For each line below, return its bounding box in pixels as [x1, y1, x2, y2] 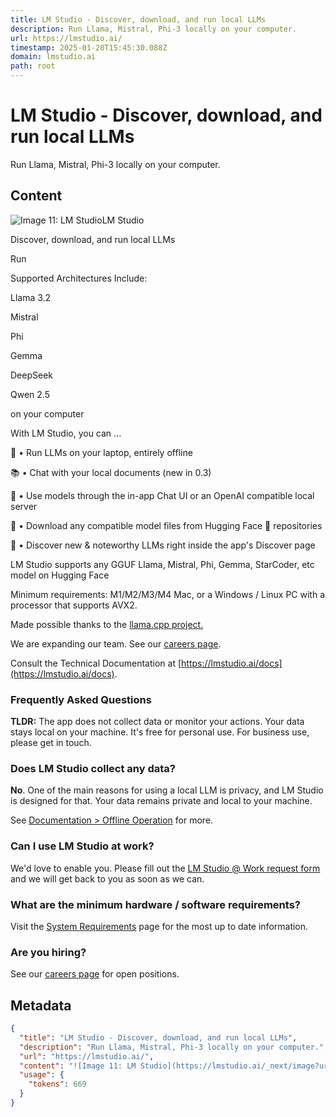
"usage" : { [19, 1070, 65, 1080]
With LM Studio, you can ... [10, 427, 122, 439]
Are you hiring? [10, 945, 87, 959]
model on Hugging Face [10, 569, 110, 581]
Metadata [10, 997, 72, 1014]
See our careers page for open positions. [10, 968, 180, 980]
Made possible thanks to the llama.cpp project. [10, 618, 204, 630]
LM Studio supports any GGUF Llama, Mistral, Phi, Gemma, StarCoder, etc [10, 558, 315, 570]
